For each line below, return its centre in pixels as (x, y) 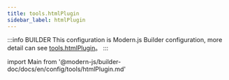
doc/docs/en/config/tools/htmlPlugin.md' (67, 69)
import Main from (32, 61)
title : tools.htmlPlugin (43, 13)
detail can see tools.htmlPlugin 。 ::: (58, 48)
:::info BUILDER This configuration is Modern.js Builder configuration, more (115, 39)
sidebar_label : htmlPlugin (46, 20)
